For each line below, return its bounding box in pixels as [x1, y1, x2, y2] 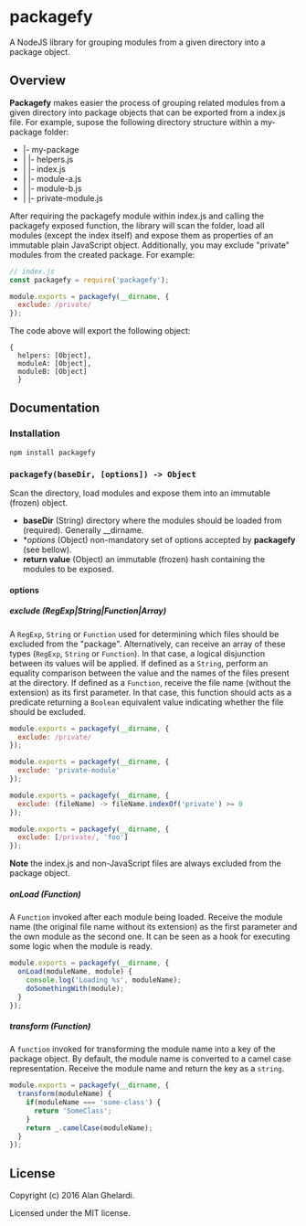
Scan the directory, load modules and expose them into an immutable [9, 487, 271, 499]
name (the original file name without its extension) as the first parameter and [9, 922, 298, 933]
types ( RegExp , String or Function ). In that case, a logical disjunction [9, 647, 266, 659]
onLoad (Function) [9, 889, 81, 900]
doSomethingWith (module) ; [26, 984, 125, 993]
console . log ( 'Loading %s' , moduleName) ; [26, 975, 182, 985]
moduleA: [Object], [17, 359, 92, 368]
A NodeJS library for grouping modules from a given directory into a [9, 37, 266, 48]
